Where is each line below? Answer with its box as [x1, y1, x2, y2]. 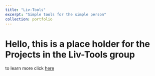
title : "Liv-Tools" [5, 7, 46, 12]
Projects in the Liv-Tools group [5, 48, 135, 60]
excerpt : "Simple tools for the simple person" [5, 12, 107, 17]
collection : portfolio [5, 16, 53, 21]
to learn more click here [5, 65, 54, 71]
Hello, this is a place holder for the [5, 38, 150, 49]
